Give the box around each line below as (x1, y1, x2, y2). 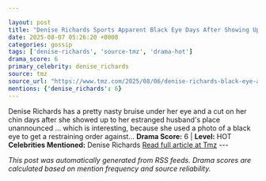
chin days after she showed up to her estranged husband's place (8, 115, 221, 124)
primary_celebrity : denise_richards (8, 62, 129, 71)
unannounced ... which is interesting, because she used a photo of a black (8, 123, 251, 133)
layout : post (8, 18, 51, 26)
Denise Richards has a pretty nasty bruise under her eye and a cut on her (8, 106, 247, 115)
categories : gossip (8, 40, 73, 48)
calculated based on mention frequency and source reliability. (8, 164, 211, 173)
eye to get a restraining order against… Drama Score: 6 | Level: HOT (8, 131, 232, 141)
